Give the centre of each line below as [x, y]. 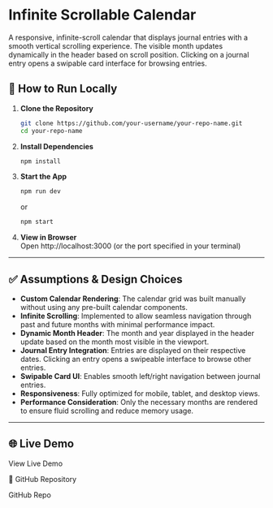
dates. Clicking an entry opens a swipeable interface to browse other [136, 359]
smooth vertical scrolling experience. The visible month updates [116, 45]
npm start [37, 222]
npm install [40, 161]
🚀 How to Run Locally [63, 89]
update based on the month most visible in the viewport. [115, 342]
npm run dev [40, 192]
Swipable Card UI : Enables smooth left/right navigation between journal [140, 376]
